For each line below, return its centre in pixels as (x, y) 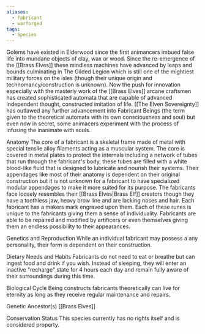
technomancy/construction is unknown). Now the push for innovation (93, 85)
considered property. (33, 325)
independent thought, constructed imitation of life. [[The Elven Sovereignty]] (103, 104)
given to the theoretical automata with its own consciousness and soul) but (101, 117)
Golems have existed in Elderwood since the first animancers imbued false (100, 52)
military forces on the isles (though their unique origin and (80, 78)
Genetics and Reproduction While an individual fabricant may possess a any (102, 239)
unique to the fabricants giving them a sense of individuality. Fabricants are (101, 213)
